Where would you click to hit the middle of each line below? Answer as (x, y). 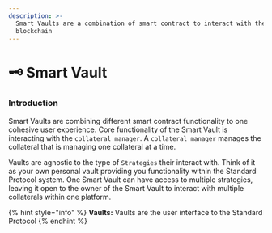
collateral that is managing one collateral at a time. (92, 146)
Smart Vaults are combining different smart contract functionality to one (128, 121)
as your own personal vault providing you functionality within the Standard (132, 171)
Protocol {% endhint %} (48, 221)
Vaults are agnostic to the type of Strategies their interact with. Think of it (132, 162)
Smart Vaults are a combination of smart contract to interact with (134, 23)
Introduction (33, 104)
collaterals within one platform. (60, 197)
